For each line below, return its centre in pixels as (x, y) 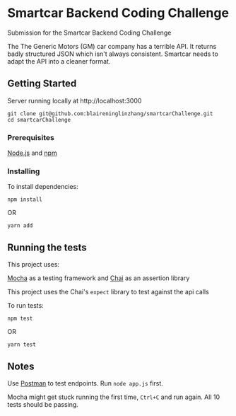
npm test (20, 319)
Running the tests (47, 247)
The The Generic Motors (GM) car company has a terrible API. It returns (112, 46)
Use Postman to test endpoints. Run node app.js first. (85, 383)
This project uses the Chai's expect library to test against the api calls (108, 292)
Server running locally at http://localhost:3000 (75, 100)
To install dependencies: (43, 187)
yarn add (20, 226)
